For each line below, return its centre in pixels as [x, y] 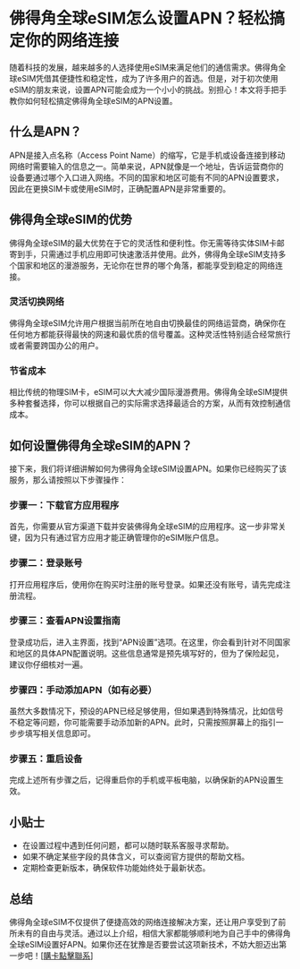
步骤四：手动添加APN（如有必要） [83, 690]
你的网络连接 [72, 41]
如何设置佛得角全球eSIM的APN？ [101, 446]
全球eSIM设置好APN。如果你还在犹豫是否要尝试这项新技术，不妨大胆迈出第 [148, 945]
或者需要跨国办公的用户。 [56, 345]
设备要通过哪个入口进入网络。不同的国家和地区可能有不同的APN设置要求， [146, 177]
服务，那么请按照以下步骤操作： [68, 479]
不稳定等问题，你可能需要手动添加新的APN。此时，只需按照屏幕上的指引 [143, 723]
